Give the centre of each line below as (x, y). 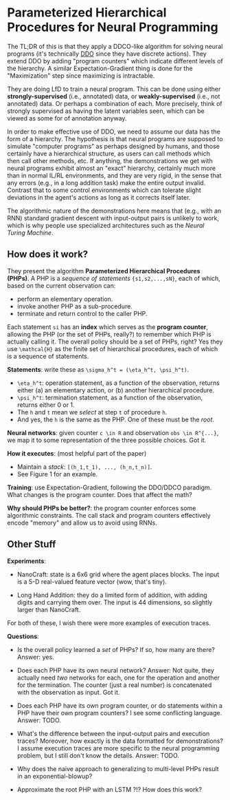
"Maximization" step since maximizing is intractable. (81, 75)
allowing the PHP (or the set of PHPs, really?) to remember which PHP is (109, 334)
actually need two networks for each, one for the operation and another (118, 677)
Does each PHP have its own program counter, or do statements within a (120, 705)
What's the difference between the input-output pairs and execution (113, 733)
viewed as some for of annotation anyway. (67, 118)
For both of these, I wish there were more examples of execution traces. (109, 623)
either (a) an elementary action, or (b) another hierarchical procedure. (116, 390)
